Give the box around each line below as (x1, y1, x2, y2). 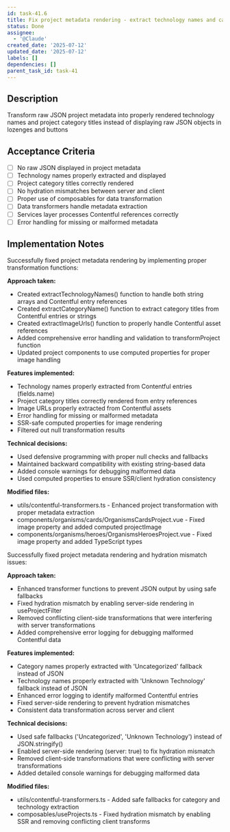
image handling (16, 356, 61, 364)
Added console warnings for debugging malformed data (16, 467, 176, 475)
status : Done (7, 23, 44, 29)
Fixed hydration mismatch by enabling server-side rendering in (16, 599, 194, 608)
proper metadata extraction (16, 508, 94, 516)
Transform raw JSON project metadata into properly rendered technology (7, 111, 215, 119)
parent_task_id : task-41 (7, 67, 78, 74)
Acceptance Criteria (7, 145, 95, 157)
